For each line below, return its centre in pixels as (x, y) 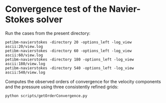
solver (50, 19)
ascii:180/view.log (25, 64)
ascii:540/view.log (25, 72)
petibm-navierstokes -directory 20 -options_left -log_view (69, 42)
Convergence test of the (56, 9)
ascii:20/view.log (24, 46)
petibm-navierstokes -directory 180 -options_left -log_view (70, 59)
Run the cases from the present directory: (48, 33)
